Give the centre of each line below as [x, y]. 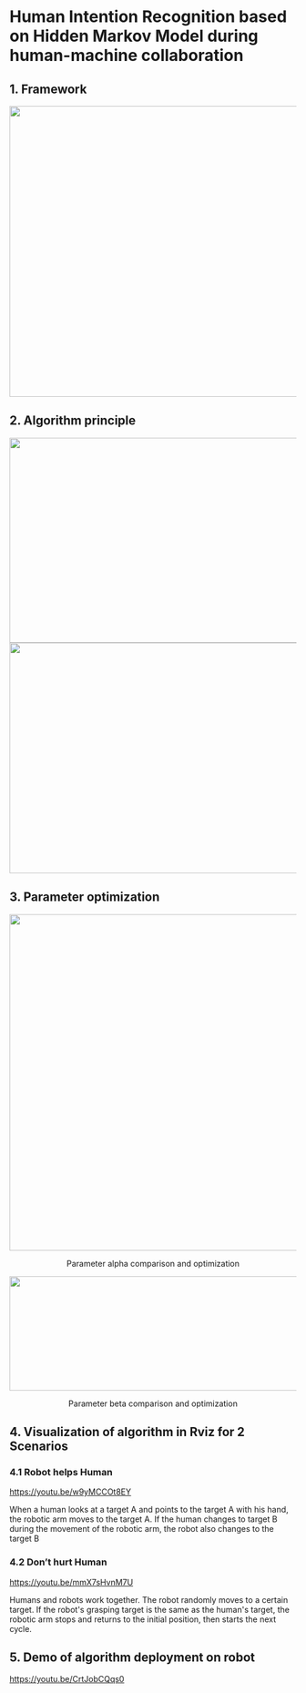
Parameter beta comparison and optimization [153, 1403]
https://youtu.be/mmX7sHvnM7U [71, 1582]
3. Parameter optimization [85, 897]
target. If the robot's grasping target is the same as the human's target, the [149, 1609]
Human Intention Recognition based [148, 17]
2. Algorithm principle [73, 421]
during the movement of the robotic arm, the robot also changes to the [142, 1529]
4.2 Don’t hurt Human [58, 1562]
